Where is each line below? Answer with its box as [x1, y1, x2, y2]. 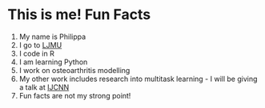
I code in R [18, 48, 55, 58]
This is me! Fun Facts [7, 6, 151, 24]
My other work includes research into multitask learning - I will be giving [18, 74, 258, 83]
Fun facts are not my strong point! [18, 91, 131, 100]
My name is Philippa [18, 32, 86, 41]
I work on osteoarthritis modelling [18, 65, 130, 75]
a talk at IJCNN [18, 82, 70, 92]
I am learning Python [18, 57, 88, 67]
